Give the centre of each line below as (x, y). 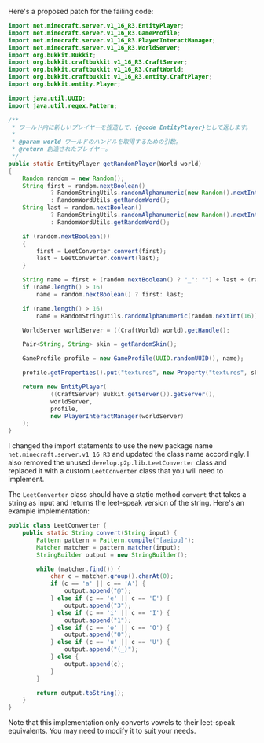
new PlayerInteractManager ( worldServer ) (117, 416)
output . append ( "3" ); (98, 605)
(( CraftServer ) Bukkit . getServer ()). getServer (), (133, 394)
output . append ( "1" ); (98, 620)
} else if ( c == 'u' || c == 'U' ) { (110, 642)
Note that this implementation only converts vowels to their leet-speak (122, 723)
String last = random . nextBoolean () (82, 208)
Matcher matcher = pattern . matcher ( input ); (108, 547)
